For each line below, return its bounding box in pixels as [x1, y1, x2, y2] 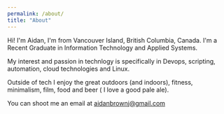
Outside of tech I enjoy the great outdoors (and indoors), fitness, [7, 78, 193, 86]
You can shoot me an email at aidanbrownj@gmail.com [7, 99, 166, 107]
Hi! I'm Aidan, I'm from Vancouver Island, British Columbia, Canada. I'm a [7, 36, 218, 44]
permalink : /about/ [7, 10, 64, 17]
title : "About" [7, 17, 52, 24]
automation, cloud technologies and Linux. [7, 64, 130, 73]
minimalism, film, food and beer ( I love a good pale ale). [7, 85, 169, 94]
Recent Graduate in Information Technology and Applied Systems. [7, 43, 198, 52]
